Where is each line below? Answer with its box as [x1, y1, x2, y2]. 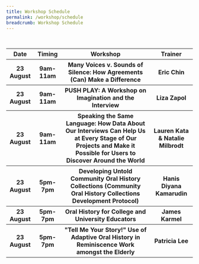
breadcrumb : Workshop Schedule [6, 20, 84, 26]
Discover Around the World [66, 157, 145, 165]
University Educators [75, 215, 136, 223]
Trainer [161, 50, 182, 58]
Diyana [161, 182, 182, 190]
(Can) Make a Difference [70, 75, 141, 84]
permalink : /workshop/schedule [6, 14, 84, 20]
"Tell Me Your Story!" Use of [64, 226, 147, 234]
